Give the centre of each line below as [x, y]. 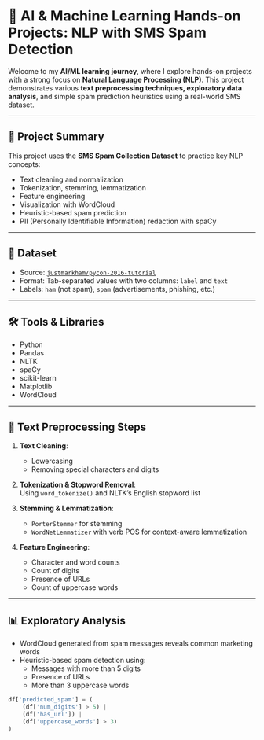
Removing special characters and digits [95, 469]
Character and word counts [75, 562]
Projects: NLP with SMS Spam [107, 33]
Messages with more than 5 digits [86, 668]
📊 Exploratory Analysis [67, 620]
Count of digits [55, 571]
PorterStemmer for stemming [77, 524]
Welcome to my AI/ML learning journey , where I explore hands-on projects [130, 71]
